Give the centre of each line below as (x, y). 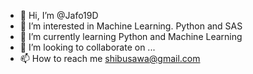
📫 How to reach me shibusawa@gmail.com (110, 58)
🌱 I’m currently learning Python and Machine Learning (131, 36)
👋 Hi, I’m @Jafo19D (59, 15)
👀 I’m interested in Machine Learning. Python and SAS (131, 26)
